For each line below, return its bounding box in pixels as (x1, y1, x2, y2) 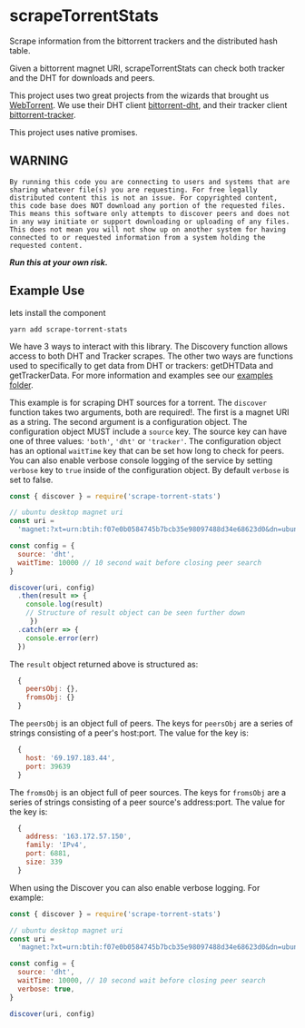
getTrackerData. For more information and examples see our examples (9, 370, 274, 381)
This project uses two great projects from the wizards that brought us (9, 90, 270, 101)
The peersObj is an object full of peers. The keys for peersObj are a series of (9, 718, 293, 729)
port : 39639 (25, 762, 71, 771)
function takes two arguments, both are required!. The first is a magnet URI (9, 406, 290, 418)
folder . (9, 379, 34, 390)
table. (9, 44, 31, 55)
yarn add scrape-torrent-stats (9, 324, 128, 334)
